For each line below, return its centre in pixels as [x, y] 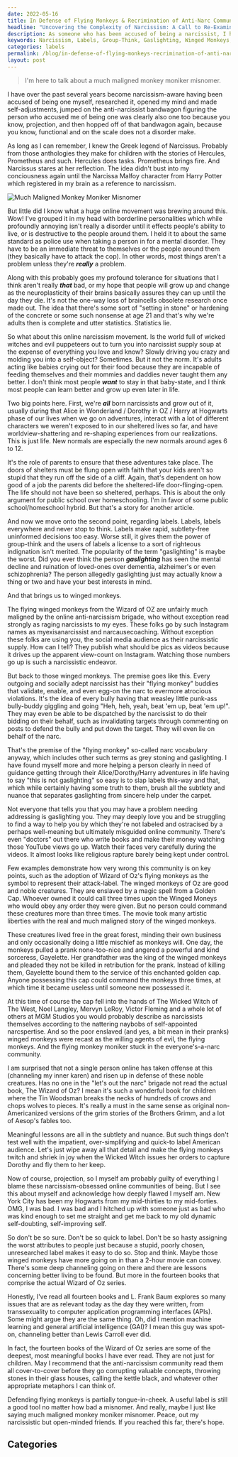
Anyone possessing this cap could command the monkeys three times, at [114, 980]
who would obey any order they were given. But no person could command [117, 906]
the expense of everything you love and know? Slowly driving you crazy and [119, 352]
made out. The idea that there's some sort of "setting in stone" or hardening [118, 308]
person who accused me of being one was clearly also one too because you [119, 117]
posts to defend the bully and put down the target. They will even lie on [111, 728]
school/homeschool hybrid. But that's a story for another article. [101, 507]
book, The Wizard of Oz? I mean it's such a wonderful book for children [112, 1090]
